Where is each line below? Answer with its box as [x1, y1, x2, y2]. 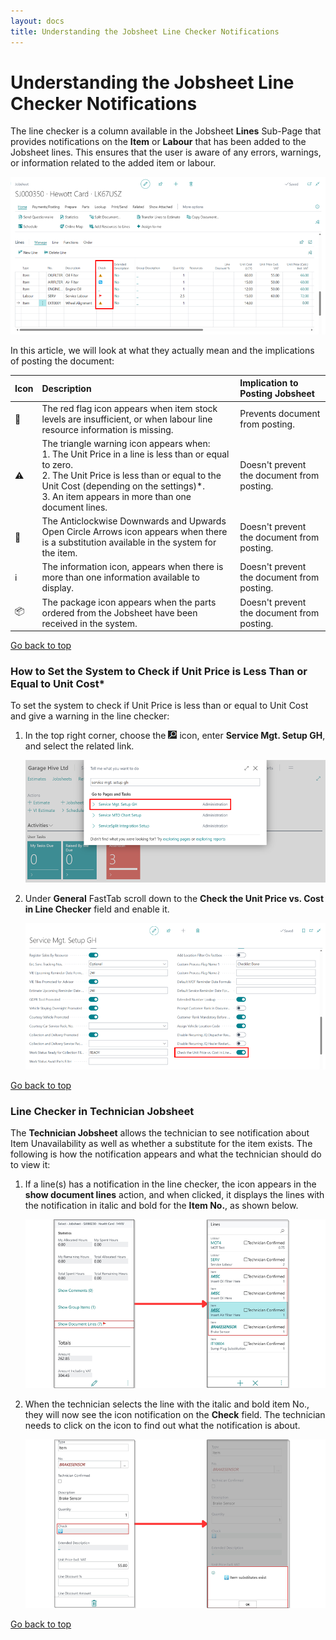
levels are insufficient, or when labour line [41, 413, 213, 425]
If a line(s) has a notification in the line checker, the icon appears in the [24, 1178, 317, 1190]
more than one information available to [41, 571, 200, 584]
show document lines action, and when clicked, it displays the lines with [24, 1188, 325, 1200]
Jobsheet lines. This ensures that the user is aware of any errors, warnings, [10, 146, 322, 159]
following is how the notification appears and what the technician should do [10, 1148, 322, 1160]
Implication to [239, 377, 299, 389]
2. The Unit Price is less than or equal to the [41, 469, 222, 481]
